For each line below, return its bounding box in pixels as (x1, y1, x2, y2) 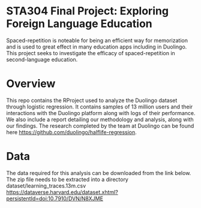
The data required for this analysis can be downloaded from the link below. (6, 169, 191, 176)
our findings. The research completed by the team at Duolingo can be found (6, 122, 194, 129)
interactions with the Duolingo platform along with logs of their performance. (6, 109, 196, 116)
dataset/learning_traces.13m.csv (6, 182, 86, 189)
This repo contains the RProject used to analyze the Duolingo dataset (6, 97, 178, 104)
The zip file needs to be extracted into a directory (6, 176, 129, 183)
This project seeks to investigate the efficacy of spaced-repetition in (6, 49, 175, 56)
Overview (6, 77, 56, 91)
